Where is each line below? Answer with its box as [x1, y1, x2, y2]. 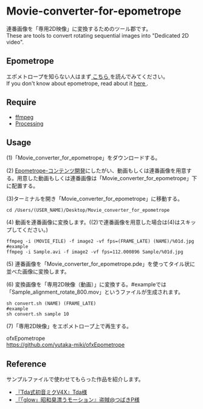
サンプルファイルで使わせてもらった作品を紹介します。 [6, 376, 144, 383]
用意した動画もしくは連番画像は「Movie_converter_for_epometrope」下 [16, 175, 198, 182]
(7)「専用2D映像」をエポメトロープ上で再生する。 [6, 323, 132, 330]
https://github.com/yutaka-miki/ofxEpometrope [6, 341, 125, 348]
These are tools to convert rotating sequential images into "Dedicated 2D [6, 32, 190, 39]
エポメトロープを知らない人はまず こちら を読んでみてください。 [6, 73, 168, 80]
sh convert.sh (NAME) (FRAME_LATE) [6, 300, 97, 307]
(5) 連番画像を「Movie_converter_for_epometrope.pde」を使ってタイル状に [6, 260, 196, 268]
